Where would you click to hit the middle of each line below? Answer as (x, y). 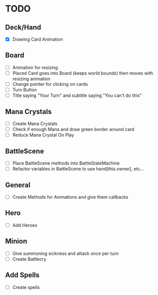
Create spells (26, 287)
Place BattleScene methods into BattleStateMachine (66, 163)
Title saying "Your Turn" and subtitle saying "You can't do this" (77, 95)
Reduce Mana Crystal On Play (43, 135)
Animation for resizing (35, 67)
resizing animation (31, 79)
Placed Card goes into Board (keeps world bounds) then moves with (83, 73)
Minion (16, 241)
